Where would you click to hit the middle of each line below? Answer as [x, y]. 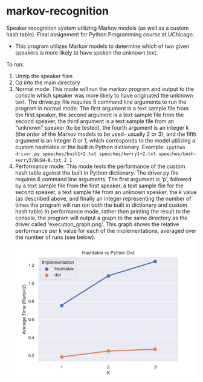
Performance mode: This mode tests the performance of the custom [100, 166]
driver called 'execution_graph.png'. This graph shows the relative [97, 224]
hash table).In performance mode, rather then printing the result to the [102, 211]
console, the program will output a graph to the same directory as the [101, 218]
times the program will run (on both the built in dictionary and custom [101, 205]
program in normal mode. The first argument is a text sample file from [102, 108]
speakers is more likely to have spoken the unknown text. [86, 52]
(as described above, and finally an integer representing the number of [103, 198]
